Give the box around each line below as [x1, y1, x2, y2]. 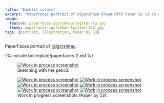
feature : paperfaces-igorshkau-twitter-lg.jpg [9, 21, 106, 26]
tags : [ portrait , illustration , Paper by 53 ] [5, 30, 99, 35]
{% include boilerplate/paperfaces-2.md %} [5, 53, 94, 59]
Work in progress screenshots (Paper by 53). [17, 92, 108, 98]
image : [5, 16, 19, 21]
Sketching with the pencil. [17, 67, 69, 73]
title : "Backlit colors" [5, 7, 56, 12]
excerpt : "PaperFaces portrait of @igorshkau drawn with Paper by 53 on [5, 12, 156, 17]
